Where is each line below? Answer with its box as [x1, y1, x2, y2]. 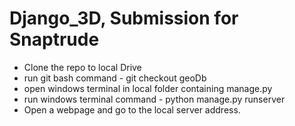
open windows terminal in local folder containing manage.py [23, 82, 273, 94]
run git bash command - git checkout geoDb [23, 72, 207, 84]
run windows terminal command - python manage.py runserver [23, 93, 286, 105]
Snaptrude [9, 28, 100, 51]
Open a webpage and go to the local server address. [23, 103, 241, 116]
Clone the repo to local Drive [23, 61, 142, 73]
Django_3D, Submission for [9, 7, 239, 30]
